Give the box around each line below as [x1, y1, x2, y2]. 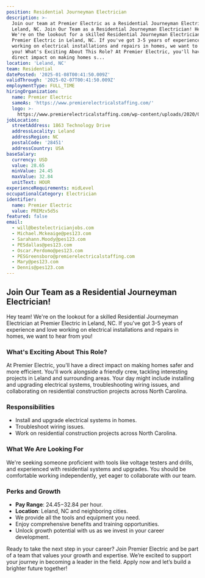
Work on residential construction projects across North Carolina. [15, 430, 177, 437]
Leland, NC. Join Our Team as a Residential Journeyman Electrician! [12, 26, 192, 32]
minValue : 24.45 [12, 168, 53, 174]
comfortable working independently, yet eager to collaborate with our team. [6, 472, 196, 479]
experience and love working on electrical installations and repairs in [6, 326, 179, 333]
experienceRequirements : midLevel [6, 185, 95, 191]
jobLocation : [6, 117, 40, 123]
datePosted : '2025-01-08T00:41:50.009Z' [6, 71, 111, 78]
